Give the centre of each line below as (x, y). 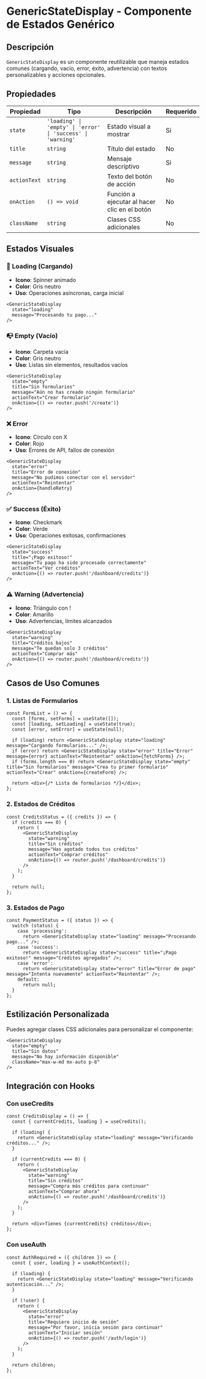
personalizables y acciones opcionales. (56, 75)
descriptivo (123, 166)
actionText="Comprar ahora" (64, 1192)
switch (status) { (36, 925)
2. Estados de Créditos (41, 804)
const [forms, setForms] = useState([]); (66, 719)
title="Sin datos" (36, 1051)
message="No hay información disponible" (66, 1056)
